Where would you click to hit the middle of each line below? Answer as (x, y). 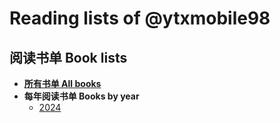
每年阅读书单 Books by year (81, 96)
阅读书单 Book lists (68, 57)
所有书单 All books (62, 83)
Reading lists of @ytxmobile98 (140, 18)
